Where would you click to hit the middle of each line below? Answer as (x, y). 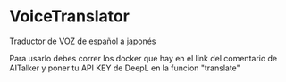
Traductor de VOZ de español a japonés (83, 41)
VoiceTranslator (69, 16)
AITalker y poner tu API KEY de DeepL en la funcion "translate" (125, 68)
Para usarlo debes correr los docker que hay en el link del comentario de (143, 58)
